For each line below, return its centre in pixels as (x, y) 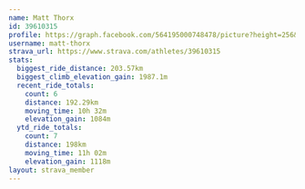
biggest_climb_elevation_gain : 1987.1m (92, 77)
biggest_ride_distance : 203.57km (80, 69)
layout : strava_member (51, 170)
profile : (25, 35)
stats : (21, 60)
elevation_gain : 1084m (68, 119)
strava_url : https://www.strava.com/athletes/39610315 (115, 52)
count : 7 (41, 136)
